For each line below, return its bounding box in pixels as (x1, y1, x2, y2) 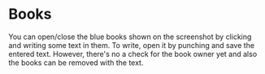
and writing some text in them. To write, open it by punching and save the (8, 40, 254, 50)
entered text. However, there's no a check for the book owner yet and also (8, 49, 258, 59)
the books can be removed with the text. (8, 58, 144, 67)
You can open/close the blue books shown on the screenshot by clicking (8, 32, 252, 41)
